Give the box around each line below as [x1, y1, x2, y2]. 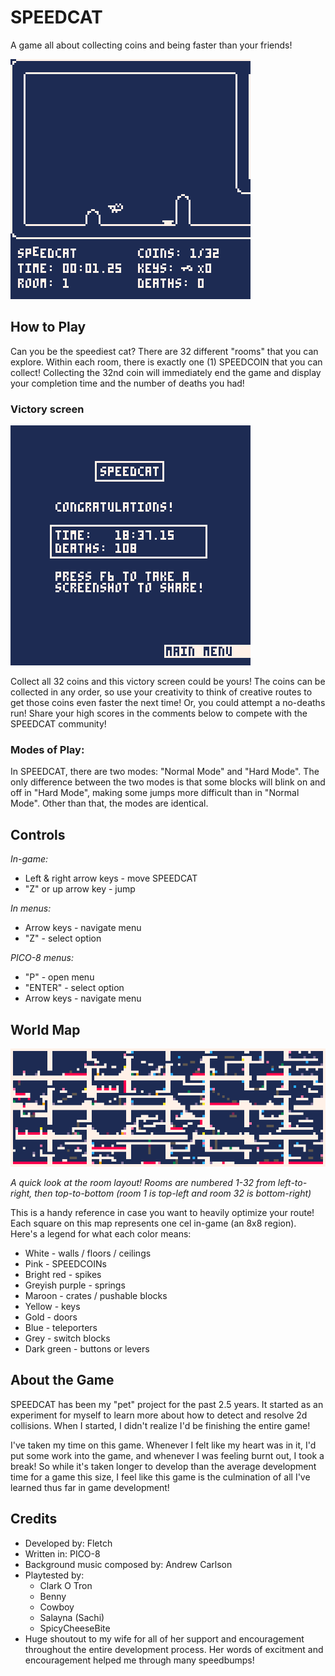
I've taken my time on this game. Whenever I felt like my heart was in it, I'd [10, 1439, 317, 1451]
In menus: [10, 902, 52, 915]
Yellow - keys [24, 1300, 81, 1312]
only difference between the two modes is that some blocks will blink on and [10, 776, 326, 788]
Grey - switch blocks [24, 1332, 111, 1344]
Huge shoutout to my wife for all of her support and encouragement [24, 1632, 305, 1645]
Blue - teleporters [24, 1321, 98, 1333]
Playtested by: [24, 1569, 85, 1581]
